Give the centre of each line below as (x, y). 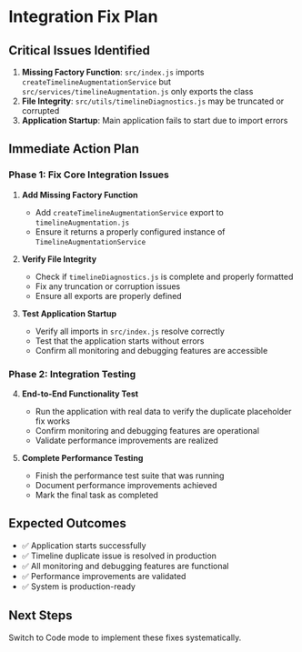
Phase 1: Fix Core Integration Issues (89, 175)
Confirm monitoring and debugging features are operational (147, 430)
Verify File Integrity (59, 259)
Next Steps (40, 616)
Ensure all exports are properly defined (109, 296)
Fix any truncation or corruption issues (108, 286)
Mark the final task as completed (96, 495)
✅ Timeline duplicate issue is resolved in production (119, 556)
